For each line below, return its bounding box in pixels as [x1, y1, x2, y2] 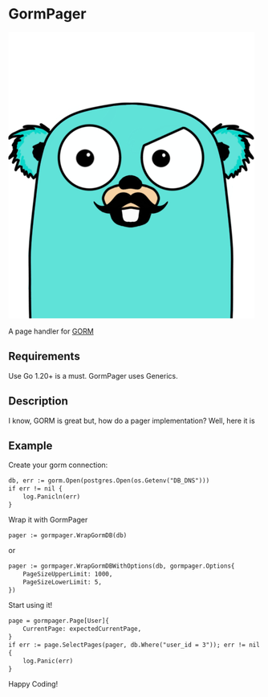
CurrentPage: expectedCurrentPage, [22, 625, 142, 633]
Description [8, 395, 68, 408]
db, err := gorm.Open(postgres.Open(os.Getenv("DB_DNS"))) [8, 477, 210, 485]
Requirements [8, 350, 80, 363]
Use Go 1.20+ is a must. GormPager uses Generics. [8, 371, 178, 380]
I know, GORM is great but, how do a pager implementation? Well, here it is [8, 416, 255, 425]
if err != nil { [8, 485, 63, 493]
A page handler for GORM [8, 326, 94, 336]
